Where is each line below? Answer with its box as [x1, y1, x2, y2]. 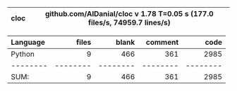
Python [11, 49, 35, 59]
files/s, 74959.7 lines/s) [87, 17, 171, 27]
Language [11, 38, 46, 47]
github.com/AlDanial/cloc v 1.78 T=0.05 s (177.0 [44, 9, 214, 18]
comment [145, 38, 178, 47]
